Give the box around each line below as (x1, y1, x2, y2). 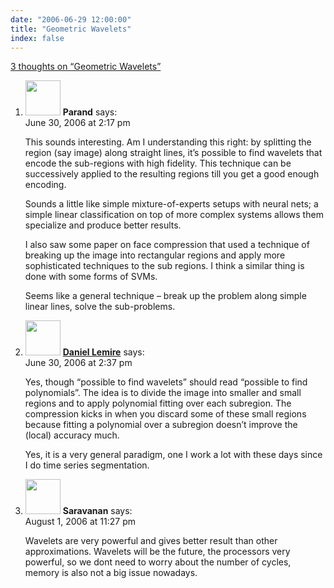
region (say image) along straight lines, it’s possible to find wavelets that (24, 147, 323, 159)
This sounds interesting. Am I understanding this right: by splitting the (24, 136, 312, 148)
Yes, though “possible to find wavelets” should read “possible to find (24, 376, 308, 388)
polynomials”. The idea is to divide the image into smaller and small (24, 387, 302, 399)
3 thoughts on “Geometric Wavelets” (10, 61, 162, 73)
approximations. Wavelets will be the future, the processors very (24, 546, 291, 558)
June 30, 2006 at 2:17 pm (24, 117, 131, 129)
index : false (10, 33, 65, 43)
